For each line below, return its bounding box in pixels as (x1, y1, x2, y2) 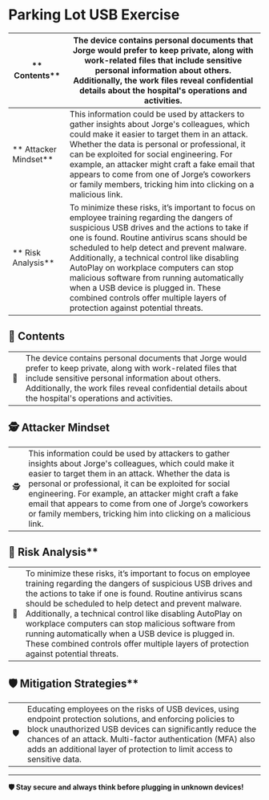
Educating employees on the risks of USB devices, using (26, 704, 239, 715)
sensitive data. (26, 753, 82, 765)
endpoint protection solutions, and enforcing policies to (26, 713, 235, 724)
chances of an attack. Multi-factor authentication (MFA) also (26, 733, 255, 745)
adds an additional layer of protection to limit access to (26, 744, 234, 755)
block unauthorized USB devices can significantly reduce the (26, 724, 257, 735)
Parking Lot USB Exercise (8, 6, 180, 24)
